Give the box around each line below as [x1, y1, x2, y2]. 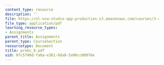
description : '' [5, 12, 38, 17]
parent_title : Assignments [5, 35, 60, 40]
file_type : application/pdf [5, 21, 62, 26]
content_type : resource [5, 7, 54, 12]
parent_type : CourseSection [5, 39, 62, 44]
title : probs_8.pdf [5, 48, 45, 53]
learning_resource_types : [5, 25, 58, 30]
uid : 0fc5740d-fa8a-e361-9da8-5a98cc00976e [5, 52, 95, 58]
